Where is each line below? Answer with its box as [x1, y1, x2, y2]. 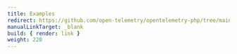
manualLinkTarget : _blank [7, 23, 83, 30]
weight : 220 [7, 36, 42, 43]
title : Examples [7, 10, 55, 18]
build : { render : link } [7, 29, 80, 37]
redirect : [7, 17, 37, 24]
